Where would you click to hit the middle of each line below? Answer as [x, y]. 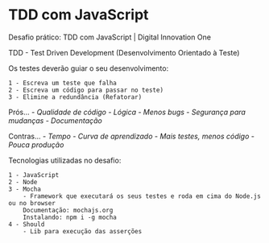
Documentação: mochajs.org [68, 210]
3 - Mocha [25, 189]
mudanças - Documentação [55, 120]
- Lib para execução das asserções [83, 231]
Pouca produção [36, 144]
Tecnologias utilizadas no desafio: [65, 160]
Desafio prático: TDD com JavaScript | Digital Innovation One [110, 37]
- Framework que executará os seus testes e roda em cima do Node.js [142, 196]
